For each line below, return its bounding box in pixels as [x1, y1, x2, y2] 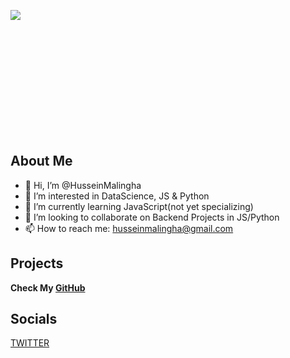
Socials [10, 311, 58, 328]
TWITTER [10, 337, 50, 349]
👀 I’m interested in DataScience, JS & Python [24, 190, 210, 202]
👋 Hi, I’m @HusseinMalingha [24, 179, 142, 191]
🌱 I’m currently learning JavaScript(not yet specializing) [24, 200, 254, 212]
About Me [10, 153, 73, 170]
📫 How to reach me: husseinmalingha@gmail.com [24, 222, 234, 234]
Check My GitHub [10, 281, 86, 294]
